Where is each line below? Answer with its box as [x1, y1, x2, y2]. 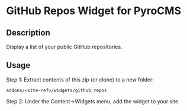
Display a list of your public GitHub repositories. [6, 43, 122, 50]
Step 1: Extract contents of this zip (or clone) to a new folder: [6, 76, 154, 83]
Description [6, 28, 50, 38]
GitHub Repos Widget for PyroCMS [6, 4, 182, 18]
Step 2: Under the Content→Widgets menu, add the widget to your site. [6, 97, 180, 105]
